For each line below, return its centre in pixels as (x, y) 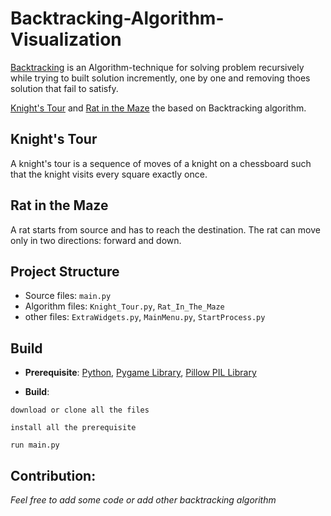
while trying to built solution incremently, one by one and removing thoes (160, 78)
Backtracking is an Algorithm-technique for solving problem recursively (157, 67)
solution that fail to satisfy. (64, 88)
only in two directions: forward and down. (96, 240)
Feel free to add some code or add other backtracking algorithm (143, 500)
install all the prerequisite (73, 428)
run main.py (35, 445)
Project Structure (65, 271)
